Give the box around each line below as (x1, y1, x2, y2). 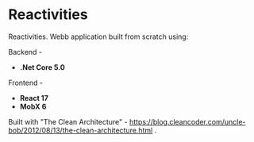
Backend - (8, 47, 42, 56)
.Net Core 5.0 (19, 62, 65, 72)
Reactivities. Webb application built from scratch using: (8, 32, 189, 41)
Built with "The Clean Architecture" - (8, 117, 129, 126)
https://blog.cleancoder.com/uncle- (129, 117, 246, 126)
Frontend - (8, 78, 44, 87)
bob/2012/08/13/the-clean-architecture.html (8, 125, 153, 135)
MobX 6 (19, 102, 47, 111)
